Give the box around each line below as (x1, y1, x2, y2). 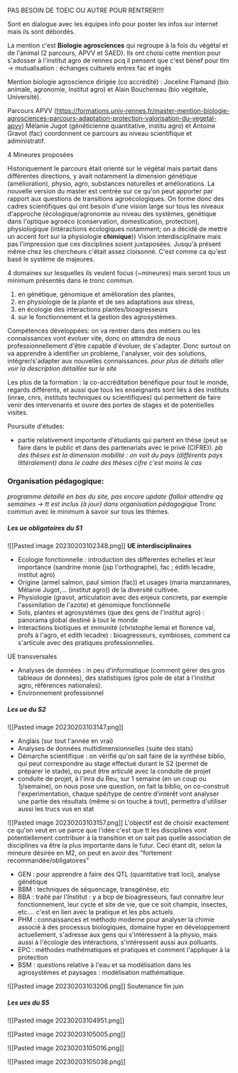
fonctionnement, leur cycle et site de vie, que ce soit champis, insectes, (17, 900, 228, 909)
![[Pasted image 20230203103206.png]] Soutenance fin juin (7, 982, 184, 991)
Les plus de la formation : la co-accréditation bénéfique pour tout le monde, (7, 378, 229, 386)
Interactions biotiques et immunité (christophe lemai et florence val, (17, 624, 215, 632)
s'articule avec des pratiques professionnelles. (17, 639, 155, 647)
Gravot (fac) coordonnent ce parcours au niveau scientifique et (7, 129, 193, 137)
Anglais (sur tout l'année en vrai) (17, 737, 114, 745)
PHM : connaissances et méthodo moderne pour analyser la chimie (17, 915, 215, 924)
